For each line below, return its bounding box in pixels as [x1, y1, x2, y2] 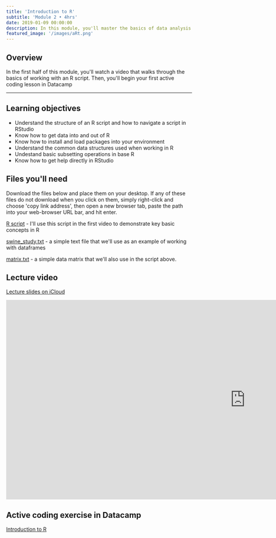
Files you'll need [6, 174, 68, 184]
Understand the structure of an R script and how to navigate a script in [14, 119, 186, 126]
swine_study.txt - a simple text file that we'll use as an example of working [6, 238, 187, 245]
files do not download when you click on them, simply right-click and [6, 196, 174, 203]
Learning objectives [6, 103, 81, 114]
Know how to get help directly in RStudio [14, 157, 114, 164]
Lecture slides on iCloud [6, 288, 65, 296]
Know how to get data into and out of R [14, 131, 110, 139]
